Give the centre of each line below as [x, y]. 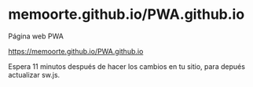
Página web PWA [36, 36]
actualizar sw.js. [34, 74]
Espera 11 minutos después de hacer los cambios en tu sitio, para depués [127, 66]
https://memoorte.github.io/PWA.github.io [76, 51]
